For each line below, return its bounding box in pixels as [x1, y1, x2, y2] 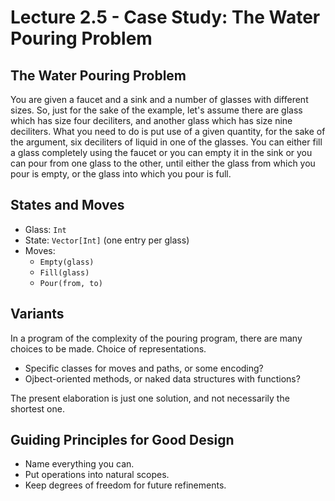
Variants [10, 306, 65, 323]
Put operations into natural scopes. [24, 469, 170, 481]
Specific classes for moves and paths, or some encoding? [24, 362, 264, 374]
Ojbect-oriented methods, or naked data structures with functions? [24, 372, 301, 385]
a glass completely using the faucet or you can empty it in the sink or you [10, 147, 313, 158]
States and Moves [10, 197, 125, 214]
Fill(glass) [39, 267, 90, 278]
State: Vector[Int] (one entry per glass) [24, 234, 190, 246]
